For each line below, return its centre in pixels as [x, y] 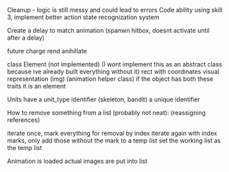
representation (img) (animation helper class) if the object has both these [110, 79]
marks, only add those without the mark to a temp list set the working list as [114, 140]
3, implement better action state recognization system [83, 17]
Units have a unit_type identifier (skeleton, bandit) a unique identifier [104, 99]
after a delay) [26, 38]
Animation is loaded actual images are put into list [77, 161]
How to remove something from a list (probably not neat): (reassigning [106, 113]
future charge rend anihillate [47, 51]
